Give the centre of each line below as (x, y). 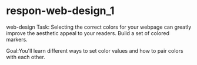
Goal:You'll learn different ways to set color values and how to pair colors (95, 50)
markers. (17, 39)
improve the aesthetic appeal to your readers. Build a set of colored (88, 33)
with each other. (26, 57)
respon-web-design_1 (60, 11)
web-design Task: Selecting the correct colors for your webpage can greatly (99, 27)
